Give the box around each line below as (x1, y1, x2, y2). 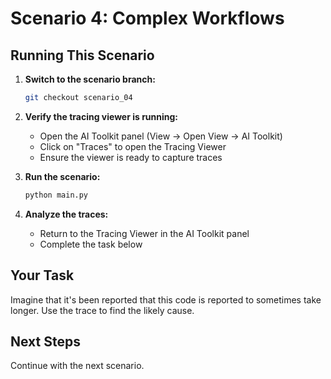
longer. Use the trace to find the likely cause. (10, 304, 195, 316)
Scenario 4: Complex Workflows (10, 7, 285, 30)
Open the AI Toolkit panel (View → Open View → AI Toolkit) (39, 130, 283, 142)
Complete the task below (39, 238, 143, 250)
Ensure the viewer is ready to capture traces (39, 151, 223, 163)
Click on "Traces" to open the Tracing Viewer (39, 140, 227, 152)
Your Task (10, 267, 75, 284)
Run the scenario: (24, 170, 101, 182)
